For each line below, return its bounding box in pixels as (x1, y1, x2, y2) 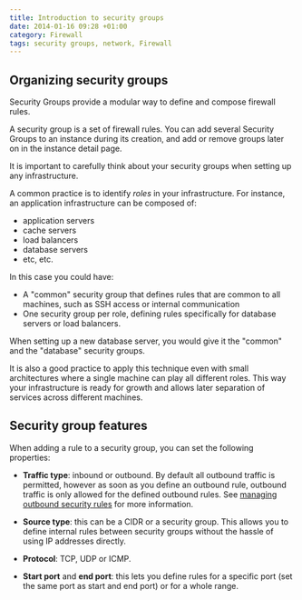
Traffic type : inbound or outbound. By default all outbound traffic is (22, 469, 276, 480)
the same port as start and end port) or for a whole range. (22, 580, 239, 591)
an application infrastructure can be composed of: (9, 197, 198, 209)
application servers (22, 215, 95, 226)
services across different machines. (9, 392, 143, 403)
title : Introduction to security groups (9, 13, 165, 23)
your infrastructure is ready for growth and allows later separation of (9, 383, 266, 394)
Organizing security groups (9, 72, 169, 87)
